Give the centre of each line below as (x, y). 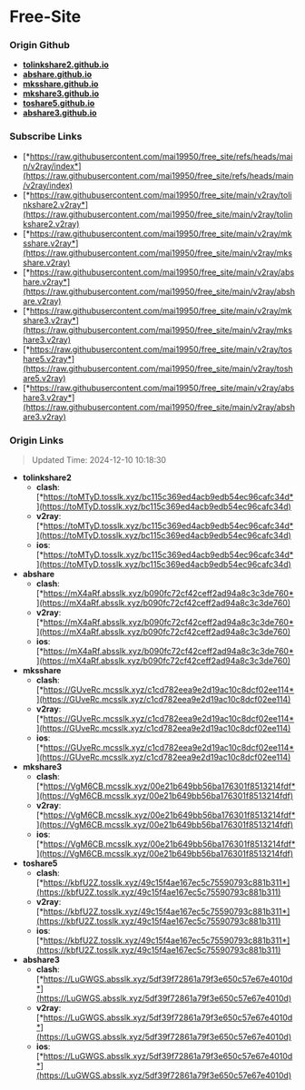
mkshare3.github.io (61, 93)
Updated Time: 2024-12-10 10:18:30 (98, 460)
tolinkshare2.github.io (65, 64)
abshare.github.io (57, 74)
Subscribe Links (46, 136)
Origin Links (37, 440)
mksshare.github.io (60, 84)
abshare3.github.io (59, 113)
